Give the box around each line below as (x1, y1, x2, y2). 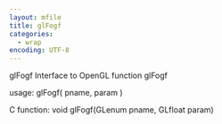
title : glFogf (9, 21, 62, 30)
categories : (9, 29, 53, 38)
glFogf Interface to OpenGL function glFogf (9, 70, 168, 81)
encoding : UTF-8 (9, 46, 70, 55)
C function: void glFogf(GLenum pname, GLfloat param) (9, 105, 214, 115)
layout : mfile (9, 12, 62, 22)
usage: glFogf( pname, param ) (9, 88, 123, 98)
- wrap (17, 37, 42, 47)
